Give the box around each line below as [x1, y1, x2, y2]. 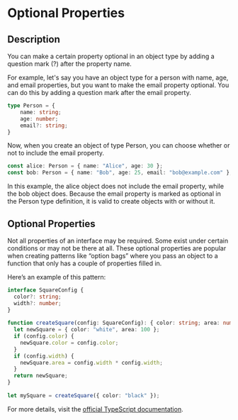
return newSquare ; [13, 372, 69, 380]
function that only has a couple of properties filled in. [7, 259, 162, 267]
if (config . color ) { [13, 333, 74, 340]
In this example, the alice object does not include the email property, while [7, 182, 225, 191]
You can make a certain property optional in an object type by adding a [7, 52, 215, 60]
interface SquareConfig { [7, 286, 84, 294]
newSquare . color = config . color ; [20, 339, 119, 346]
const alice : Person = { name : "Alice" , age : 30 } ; [7, 162, 163, 170]
